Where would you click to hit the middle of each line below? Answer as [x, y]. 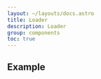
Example [26, 67]
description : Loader [37, 26]
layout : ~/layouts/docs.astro [51, 13]
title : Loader [28, 20]
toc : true [21, 39]
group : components [34, 33]
